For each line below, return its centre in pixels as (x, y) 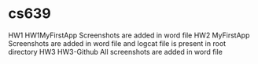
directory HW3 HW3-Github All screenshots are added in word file (115, 52)
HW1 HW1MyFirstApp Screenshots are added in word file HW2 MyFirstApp (129, 35)
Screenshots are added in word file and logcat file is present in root (117, 43)
